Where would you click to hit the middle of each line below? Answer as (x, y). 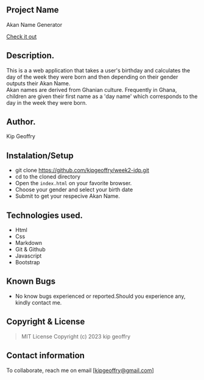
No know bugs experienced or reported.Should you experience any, (100, 296)
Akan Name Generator (34, 24)
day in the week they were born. (47, 102)
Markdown (29, 243)
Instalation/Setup (40, 156)
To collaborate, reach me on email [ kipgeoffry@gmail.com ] (80, 370)
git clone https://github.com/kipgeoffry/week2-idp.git (82, 171)
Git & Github (30, 250)
